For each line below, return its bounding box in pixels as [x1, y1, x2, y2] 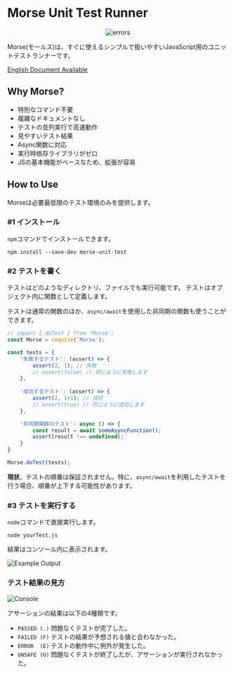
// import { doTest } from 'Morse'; [7, 330, 114, 337]
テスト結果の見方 [7, 578, 65, 588]
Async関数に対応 [17, 140, 67, 149]
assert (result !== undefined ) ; [32, 433, 124, 440]
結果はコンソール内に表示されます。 [7, 545, 112, 553]
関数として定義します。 [44, 292, 112, 301]
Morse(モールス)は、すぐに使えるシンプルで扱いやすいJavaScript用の [7, 42, 208, 50]
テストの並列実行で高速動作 [17, 123, 98, 131]
